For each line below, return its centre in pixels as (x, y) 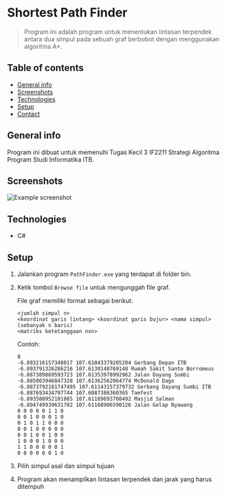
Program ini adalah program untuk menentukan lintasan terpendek (118, 32)
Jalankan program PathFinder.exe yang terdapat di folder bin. (104, 274)
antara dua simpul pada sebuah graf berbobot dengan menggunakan (122, 39)
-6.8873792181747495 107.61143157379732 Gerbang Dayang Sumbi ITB (114, 387)
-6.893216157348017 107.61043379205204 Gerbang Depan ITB (102, 363)
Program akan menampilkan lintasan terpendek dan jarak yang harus (114, 479)
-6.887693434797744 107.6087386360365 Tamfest (85, 393)
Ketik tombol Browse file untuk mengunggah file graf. (93, 287)
